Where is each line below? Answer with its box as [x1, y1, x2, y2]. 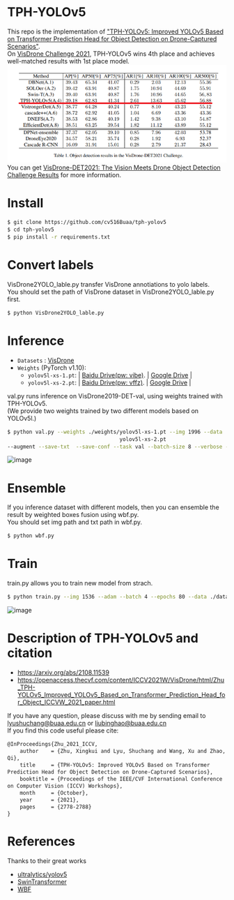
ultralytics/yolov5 [17, 870, 68, 878]
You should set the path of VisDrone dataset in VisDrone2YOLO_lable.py [7, 287, 214, 297]
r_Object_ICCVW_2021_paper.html [17, 698, 116, 707]
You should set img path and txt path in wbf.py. [7, 518, 143, 527]
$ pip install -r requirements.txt [7, 234, 111, 241]
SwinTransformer [17, 877, 68, 886]
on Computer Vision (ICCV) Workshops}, [7, 783, 123, 790]
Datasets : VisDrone [17, 356, 75, 364]
